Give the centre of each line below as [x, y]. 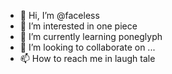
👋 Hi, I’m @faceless [59, 15]
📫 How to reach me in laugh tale [87, 58]
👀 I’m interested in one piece [78, 26]
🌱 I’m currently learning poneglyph [91, 36]
